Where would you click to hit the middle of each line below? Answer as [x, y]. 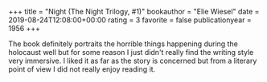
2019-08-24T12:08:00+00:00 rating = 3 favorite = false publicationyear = [130, 20]
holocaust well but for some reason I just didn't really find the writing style [131, 52]
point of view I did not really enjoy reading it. [82, 69]
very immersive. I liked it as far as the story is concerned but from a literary [133, 61]
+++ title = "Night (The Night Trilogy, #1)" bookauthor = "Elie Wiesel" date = [134, 12]
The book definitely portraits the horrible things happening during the [123, 44]
